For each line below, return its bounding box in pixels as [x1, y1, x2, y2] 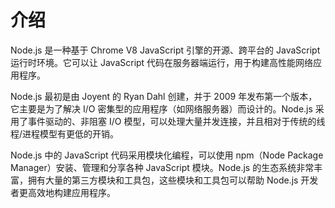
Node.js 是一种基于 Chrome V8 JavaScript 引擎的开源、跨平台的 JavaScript [10, 44, 321, 56]
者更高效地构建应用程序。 [10, 186, 116, 198]
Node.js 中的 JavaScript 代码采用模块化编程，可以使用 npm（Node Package [10, 149, 324, 161]
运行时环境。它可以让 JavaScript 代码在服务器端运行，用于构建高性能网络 [10, 56, 314, 68]
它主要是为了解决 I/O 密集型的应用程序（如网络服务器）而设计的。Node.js [10, 102, 313, 115]
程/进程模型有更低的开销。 [10, 127, 120, 140]
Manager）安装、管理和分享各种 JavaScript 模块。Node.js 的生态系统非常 [10, 161, 315, 173]
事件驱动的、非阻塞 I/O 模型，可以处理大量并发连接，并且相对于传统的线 [27, 115, 326, 127]
